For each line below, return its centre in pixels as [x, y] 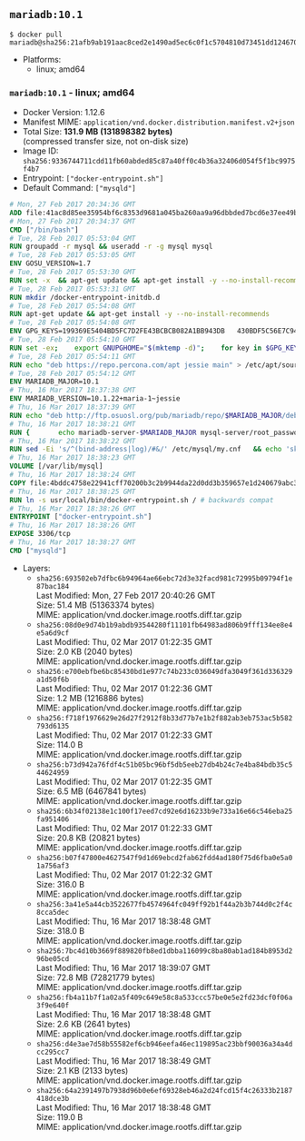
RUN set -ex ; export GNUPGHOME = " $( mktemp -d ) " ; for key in [136, 348]
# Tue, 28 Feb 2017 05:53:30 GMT [73, 273]
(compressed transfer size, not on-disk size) [105, 142]
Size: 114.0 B [59, 744]
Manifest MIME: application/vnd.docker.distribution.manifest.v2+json [158, 122]
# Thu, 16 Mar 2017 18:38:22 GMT [73, 441]
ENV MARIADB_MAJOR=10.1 [54, 382]
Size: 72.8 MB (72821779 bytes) [96, 977]
